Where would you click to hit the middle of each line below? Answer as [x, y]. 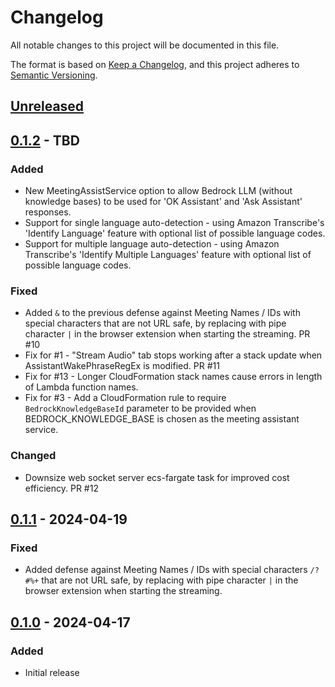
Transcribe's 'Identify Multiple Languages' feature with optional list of [168, 255]
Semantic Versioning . [54, 75]
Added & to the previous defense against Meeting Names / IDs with [162, 313]
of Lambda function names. [81, 387]
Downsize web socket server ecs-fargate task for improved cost [157, 477]
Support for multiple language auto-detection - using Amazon [152, 244]
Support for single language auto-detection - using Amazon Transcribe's [174, 223]
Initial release [52, 672]
